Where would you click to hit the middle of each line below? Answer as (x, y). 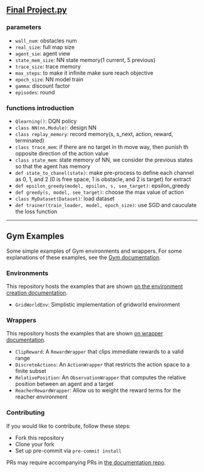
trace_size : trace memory (48, 66)
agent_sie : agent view (43, 53)
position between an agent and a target (64, 384)
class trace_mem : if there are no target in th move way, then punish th (102, 147)
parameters (24, 27)
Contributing (25, 412)
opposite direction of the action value (62, 153)
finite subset (31, 371)
